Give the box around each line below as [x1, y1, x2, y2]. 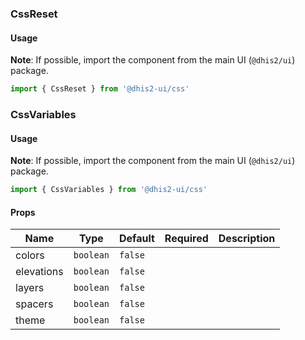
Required [164, 232, 209, 246]
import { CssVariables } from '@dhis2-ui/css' [10, 185, 208, 195]
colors [15, 248, 45, 262]
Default [119, 232, 155, 246]
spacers [15, 297, 54, 311]
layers [15, 281, 45, 295]
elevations [15, 265, 64, 279]
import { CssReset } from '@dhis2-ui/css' [10, 84, 190, 94]
